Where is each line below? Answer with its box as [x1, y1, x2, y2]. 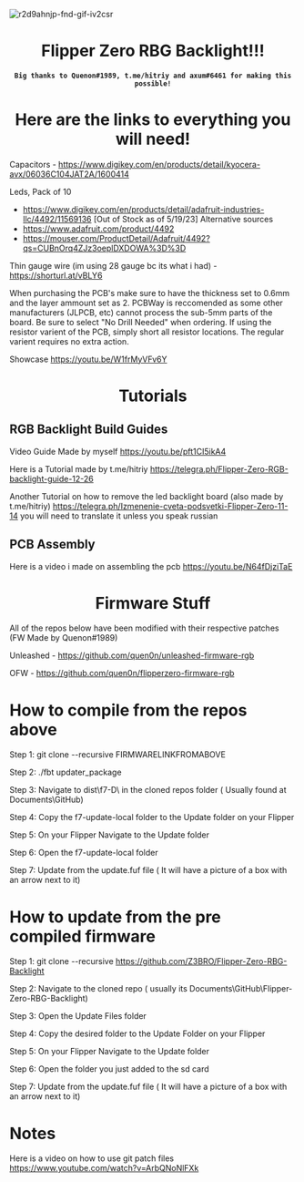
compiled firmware [9, 926, 157, 947]
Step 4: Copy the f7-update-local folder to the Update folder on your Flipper [9, 812, 295, 823]
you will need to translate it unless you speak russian [19, 510, 218, 521]
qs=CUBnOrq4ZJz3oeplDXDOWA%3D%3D [22, 242, 187, 253]
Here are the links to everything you [15, 109, 291, 129]
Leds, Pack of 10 [9, 186, 72, 197]
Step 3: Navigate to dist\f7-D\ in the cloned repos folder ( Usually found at [9, 785, 287, 796]
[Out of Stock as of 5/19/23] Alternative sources [94, 213, 274, 224]
